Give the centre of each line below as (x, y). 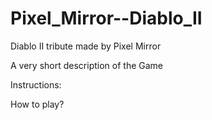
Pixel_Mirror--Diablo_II (106, 18)
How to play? (37, 104)
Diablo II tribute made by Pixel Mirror (86, 46)
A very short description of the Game (86, 65)
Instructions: (36, 84)
